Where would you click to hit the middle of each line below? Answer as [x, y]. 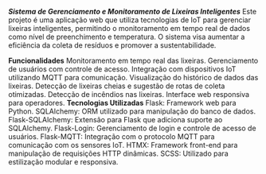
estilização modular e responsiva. [63, 162]
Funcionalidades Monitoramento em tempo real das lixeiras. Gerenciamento [133, 60]
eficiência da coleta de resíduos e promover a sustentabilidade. [112, 45]
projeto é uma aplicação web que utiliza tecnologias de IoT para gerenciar [130, 20]
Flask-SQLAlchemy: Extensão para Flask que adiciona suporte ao [115, 120]
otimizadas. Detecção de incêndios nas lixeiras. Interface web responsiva [129, 94]
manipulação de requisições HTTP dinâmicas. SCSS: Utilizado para [118, 153]
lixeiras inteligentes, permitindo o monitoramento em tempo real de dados [129, 28]
